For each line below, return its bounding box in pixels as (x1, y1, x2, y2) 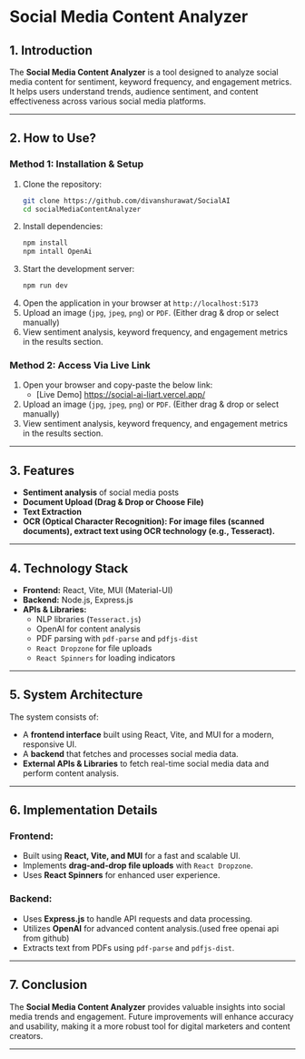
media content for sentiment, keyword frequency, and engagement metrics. (9, 76, 292, 87)
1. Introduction (9, 43, 93, 58)
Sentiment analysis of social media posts (22, 487, 180, 498)
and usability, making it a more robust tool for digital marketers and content (9, 1021, 290, 1032)
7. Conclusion (9, 977, 88, 993)
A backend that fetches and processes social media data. (22, 748, 239, 759)
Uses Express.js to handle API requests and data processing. (22, 913, 252, 924)
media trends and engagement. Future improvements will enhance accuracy (9, 1011, 294, 1022)
